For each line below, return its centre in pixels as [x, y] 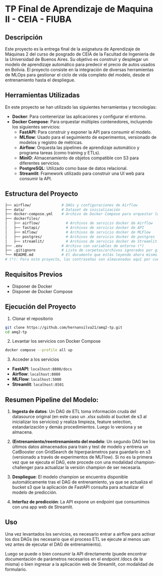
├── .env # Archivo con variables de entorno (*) [75, 246]
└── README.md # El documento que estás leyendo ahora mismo [81, 255]
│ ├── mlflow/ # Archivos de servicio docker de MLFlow [78, 232]
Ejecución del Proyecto [41, 307]
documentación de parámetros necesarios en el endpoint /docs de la [74, 559]
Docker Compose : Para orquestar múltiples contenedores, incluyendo [82, 121]
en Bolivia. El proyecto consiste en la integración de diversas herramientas [80, 70]
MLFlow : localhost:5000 [37, 379]
